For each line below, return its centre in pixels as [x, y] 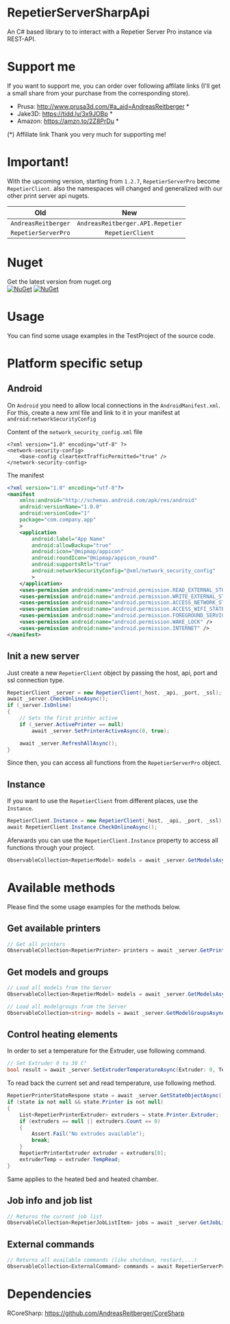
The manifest [26, 475]
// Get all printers [37, 944]
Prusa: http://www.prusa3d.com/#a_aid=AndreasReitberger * [103, 106]
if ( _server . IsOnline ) [39, 706]
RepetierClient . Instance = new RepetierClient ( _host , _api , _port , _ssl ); [116, 821]
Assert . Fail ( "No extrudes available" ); [89, 1134]
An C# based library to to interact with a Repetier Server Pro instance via [110, 32]
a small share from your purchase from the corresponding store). [99, 93]
